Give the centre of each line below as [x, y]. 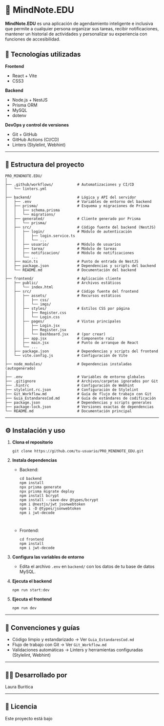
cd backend [31, 479]
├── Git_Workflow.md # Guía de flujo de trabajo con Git [78, 394]
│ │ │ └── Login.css [32, 317]
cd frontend [31, 539]
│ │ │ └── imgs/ [28, 304]
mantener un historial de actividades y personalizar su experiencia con [76, 34]
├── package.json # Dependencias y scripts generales [78, 403]
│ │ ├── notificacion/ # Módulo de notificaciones [70, 253]
